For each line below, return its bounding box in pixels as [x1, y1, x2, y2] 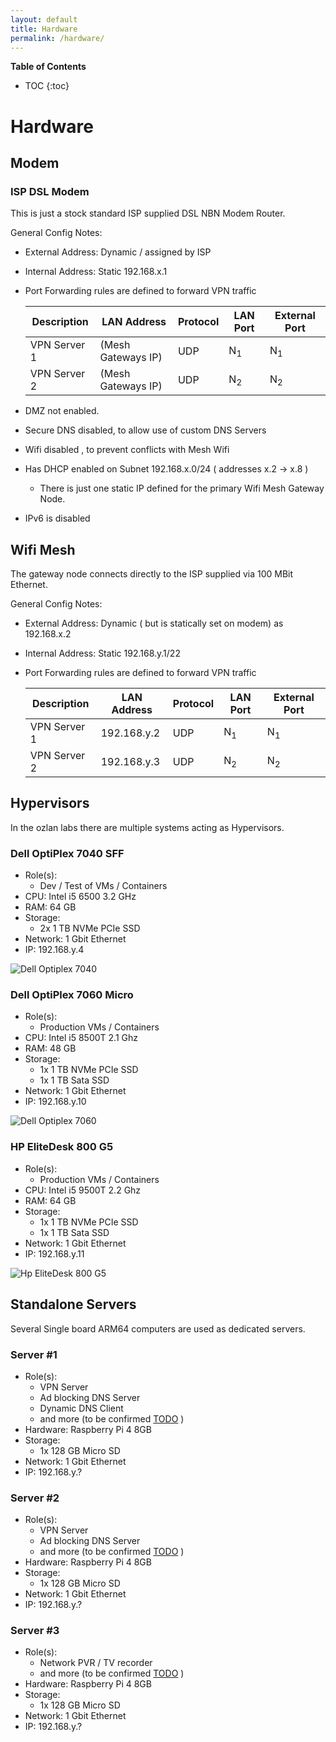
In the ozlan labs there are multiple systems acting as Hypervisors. [10, 821, 285, 833]
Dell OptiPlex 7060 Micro [10, 988, 134, 1002]
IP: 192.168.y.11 [24, 1247, 85, 1260]
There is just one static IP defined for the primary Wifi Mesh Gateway [39, 482, 325, 495]
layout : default [10, 14, 78, 25]
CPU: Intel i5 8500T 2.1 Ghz [24, 1032, 139, 1044]
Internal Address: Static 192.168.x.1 [24, 266, 168, 278]
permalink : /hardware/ [10, 33, 105, 43]
